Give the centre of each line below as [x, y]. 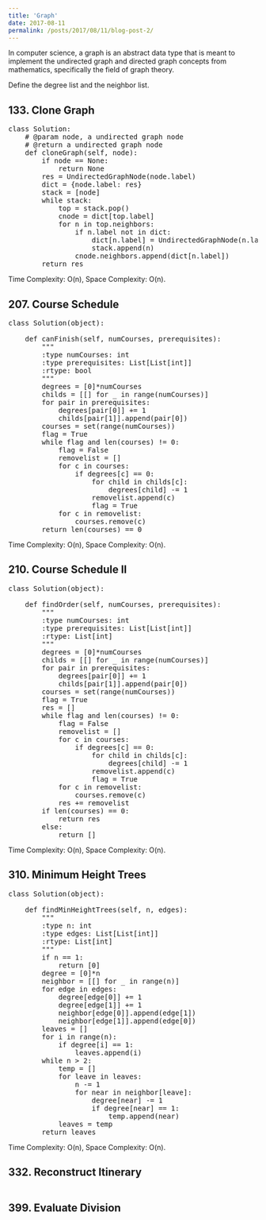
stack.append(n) [123, 248]
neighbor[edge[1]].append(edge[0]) [127, 1021]
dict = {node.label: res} [92, 185]
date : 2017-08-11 [37, 23]
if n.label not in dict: [123, 232]
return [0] [79, 965]
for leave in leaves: [100, 1076]
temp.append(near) [144, 1116]
